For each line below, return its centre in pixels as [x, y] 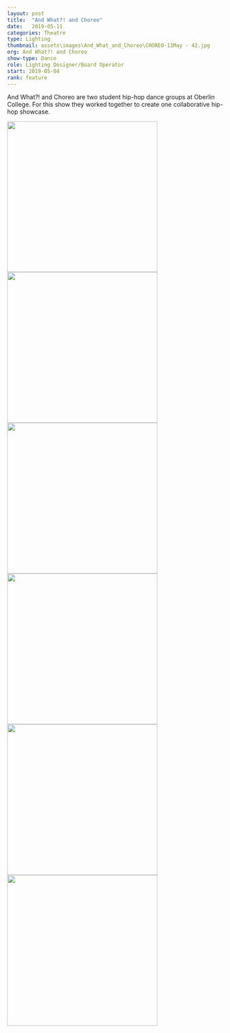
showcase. [35, 112]
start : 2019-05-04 [33, 71]
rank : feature [27, 78]
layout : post [26, 13]
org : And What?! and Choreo [47, 52]
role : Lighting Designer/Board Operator [66, 65]
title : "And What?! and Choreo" [55, 20]
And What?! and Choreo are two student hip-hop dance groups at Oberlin [111, 97]
